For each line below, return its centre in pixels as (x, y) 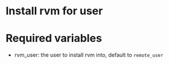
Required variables (54, 39)
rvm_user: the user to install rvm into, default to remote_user (89, 55)
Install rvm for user (54, 11)
